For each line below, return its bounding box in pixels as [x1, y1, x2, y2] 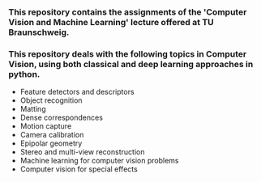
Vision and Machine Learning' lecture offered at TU [8, 16, 215, 28]
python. [8, 68, 41, 79]
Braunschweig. [8, 27, 70, 38]
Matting [19, 104, 46, 114]
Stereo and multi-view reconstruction [19, 147, 145, 157]
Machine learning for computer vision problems [19, 156, 179, 166]
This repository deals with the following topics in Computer [8, 48, 247, 59]
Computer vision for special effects [19, 164, 138, 174]
